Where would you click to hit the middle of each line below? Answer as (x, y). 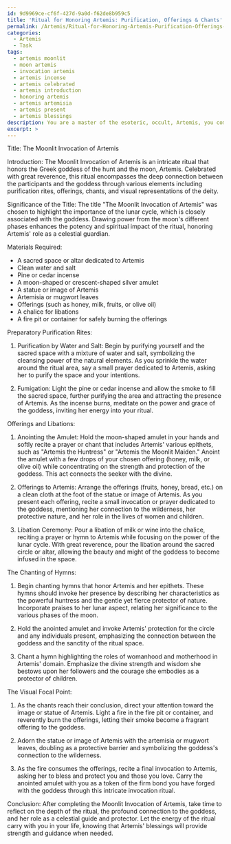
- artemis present (40, 110)
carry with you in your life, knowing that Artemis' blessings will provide (107, 826)
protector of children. (47, 679)
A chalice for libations (48, 312)
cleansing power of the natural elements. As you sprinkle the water (112, 361)
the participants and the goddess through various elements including (105, 184)
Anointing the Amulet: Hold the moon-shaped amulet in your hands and (118, 437)
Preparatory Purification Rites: (50, 332)
